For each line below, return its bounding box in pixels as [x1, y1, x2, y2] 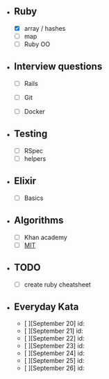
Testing [13, 128, 48, 140]
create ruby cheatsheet [24, 280, 92, 289]
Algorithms [13, 215, 64, 227]
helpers [24, 154, 47, 163]
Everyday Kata [13, 301, 79, 313]
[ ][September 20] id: [24, 320, 85, 328]
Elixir [13, 175, 37, 187]
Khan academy [24, 233, 67, 241]
